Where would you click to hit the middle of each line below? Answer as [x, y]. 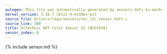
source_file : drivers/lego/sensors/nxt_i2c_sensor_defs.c [66, 19]
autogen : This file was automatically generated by [60, 10]
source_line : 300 [23, 24]
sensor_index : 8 [22, 33]
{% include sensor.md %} [32, 47]
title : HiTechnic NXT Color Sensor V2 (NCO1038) [56, 28]
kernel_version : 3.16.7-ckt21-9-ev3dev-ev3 [51, 14]
